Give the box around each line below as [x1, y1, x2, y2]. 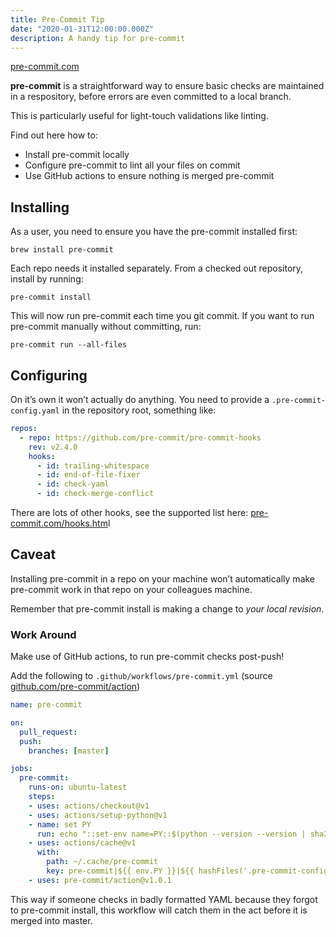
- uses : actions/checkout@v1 [28, 801, 150, 811]
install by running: [10, 273, 84, 285]
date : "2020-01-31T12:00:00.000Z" [10, 24, 155, 34]
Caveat [10, 546, 57, 563]
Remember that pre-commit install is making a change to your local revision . [10, 602, 325, 615]
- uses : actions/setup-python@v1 [28, 810, 168, 820]
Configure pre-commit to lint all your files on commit [24, 159, 241, 171]
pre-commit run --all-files [10, 340, 128, 350]
